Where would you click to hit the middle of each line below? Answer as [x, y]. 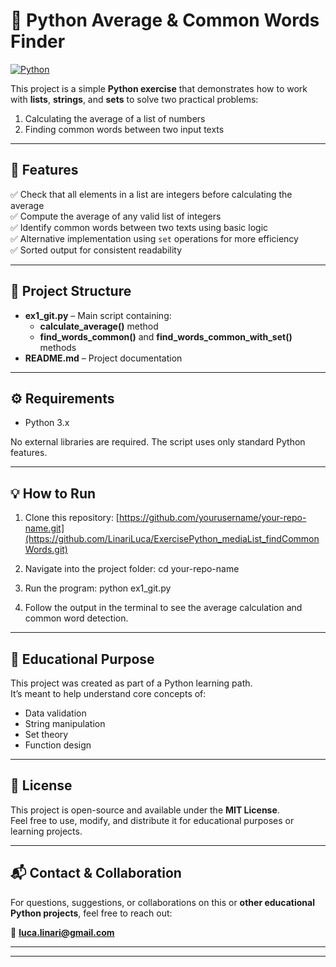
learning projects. [46, 831]
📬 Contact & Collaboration [96, 873]
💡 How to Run [53, 493]
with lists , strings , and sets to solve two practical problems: [134, 99]
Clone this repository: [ [72, 518]
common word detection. [76, 618]
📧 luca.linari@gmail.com [62, 932]
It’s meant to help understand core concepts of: [108, 693]
